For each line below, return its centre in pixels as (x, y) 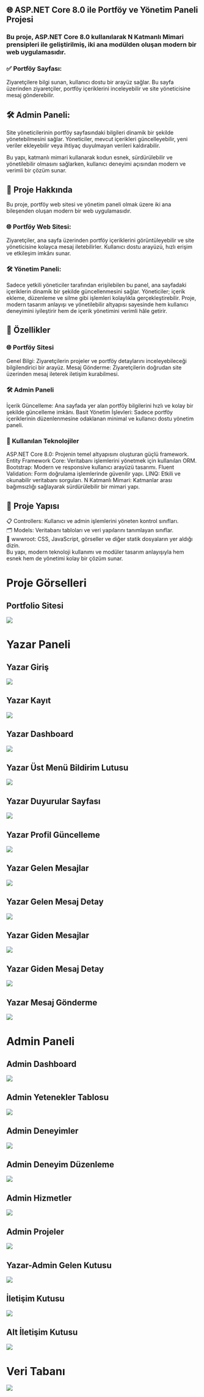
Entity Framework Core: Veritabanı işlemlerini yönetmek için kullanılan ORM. (102, 461)
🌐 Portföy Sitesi (30, 348)
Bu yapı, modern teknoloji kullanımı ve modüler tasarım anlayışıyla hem (95, 552)
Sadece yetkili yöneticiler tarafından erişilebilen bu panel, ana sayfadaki (97, 285)
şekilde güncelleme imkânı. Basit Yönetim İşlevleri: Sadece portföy (89, 412)
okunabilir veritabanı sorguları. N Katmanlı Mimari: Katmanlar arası (89, 480)
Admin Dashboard (42, 1064)
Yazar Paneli (38, 645)
